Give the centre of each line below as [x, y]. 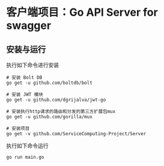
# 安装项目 [18, 129]
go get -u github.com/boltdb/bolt [50, 83]
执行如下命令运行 [27, 146]
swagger [29, 26]
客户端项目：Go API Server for [82, 12]
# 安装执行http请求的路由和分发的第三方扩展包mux [61, 112]
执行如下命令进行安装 [32, 65]
